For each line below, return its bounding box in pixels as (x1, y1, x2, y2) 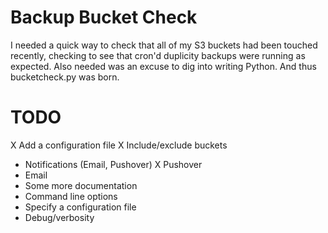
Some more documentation (24, 179, 138, 191)
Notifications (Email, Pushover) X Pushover (24, 158, 203, 170)
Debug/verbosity (24, 211, 95, 223)
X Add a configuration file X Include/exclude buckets (10, 139, 228, 151)
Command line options (24, 190, 118, 202)
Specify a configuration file (24, 201, 137, 213)
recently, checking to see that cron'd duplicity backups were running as (10, 49, 306, 61)
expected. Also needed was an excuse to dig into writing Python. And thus (10, 60, 317, 72)
